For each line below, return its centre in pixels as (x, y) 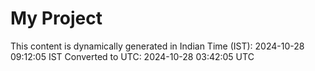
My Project (56, 18)
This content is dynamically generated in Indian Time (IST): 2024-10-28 (157, 46)
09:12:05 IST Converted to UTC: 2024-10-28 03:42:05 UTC (132, 56)
